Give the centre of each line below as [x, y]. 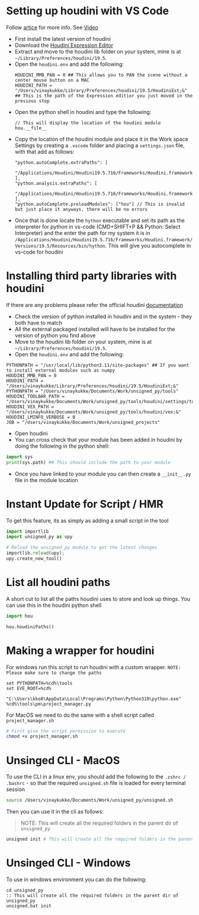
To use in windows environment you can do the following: [76, 879]
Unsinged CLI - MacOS [63, 760]
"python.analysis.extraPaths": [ [56, 183]
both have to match [38, 322]
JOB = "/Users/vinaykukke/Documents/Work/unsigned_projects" [83, 422]
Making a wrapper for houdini [80, 650]
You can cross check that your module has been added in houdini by [98, 439]
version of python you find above [55, 335]
